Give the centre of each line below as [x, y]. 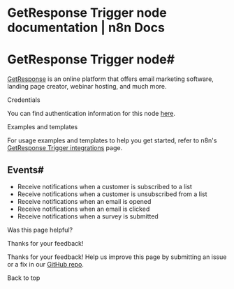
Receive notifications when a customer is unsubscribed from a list [112, 194]
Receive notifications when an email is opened [84, 201]
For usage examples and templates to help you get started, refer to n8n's [112, 140]
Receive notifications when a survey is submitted [88, 216]
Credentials [24, 100]
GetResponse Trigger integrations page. [65, 148]
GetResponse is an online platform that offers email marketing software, [111, 79]
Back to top [24, 278]
